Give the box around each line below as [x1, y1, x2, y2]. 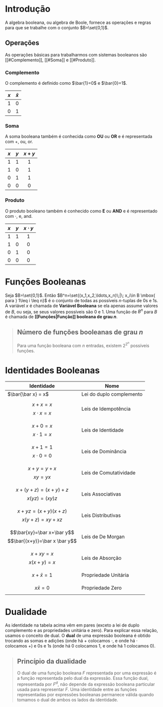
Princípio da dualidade [17, 657, 87, 666]
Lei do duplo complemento [81, 391, 143, 398]
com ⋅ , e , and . [5, 213, 33, 219]
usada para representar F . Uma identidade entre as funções [17, 686, 137, 692]
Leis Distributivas [81, 512, 121, 518]
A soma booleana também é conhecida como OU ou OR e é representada [5, 134, 152, 139]
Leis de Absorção [81, 554, 122, 561]
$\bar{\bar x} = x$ [7, 391, 49, 398]
